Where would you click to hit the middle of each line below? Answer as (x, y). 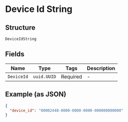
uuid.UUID (45, 76)
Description (101, 68)
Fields (15, 54)
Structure (20, 28)
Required (71, 77)
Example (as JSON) (36, 94)
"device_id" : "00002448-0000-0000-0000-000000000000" (66, 111)
